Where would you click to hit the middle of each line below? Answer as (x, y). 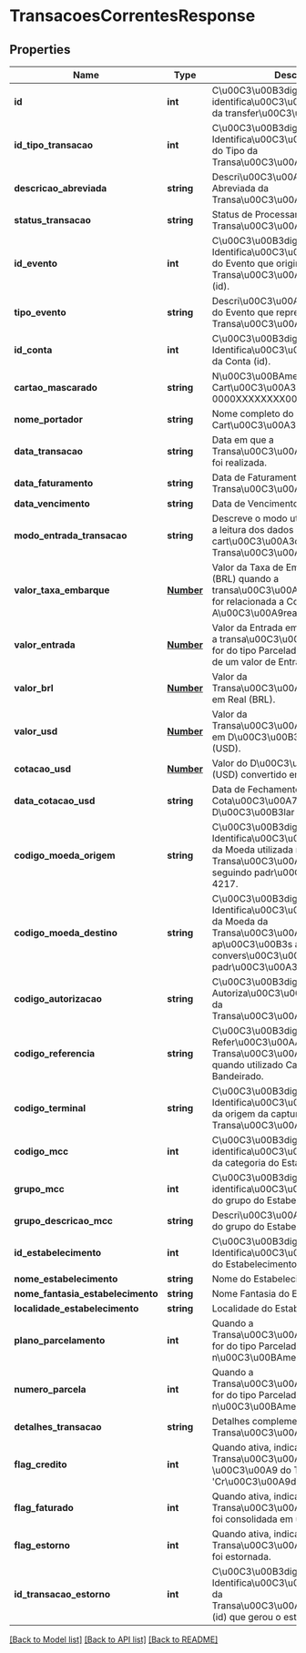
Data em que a (243, 440)
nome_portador (49, 419)
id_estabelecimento (58, 1253)
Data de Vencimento (255, 504)
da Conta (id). (241, 361)
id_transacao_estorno (62, 1594)
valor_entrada (45, 645)
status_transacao (52, 220)
